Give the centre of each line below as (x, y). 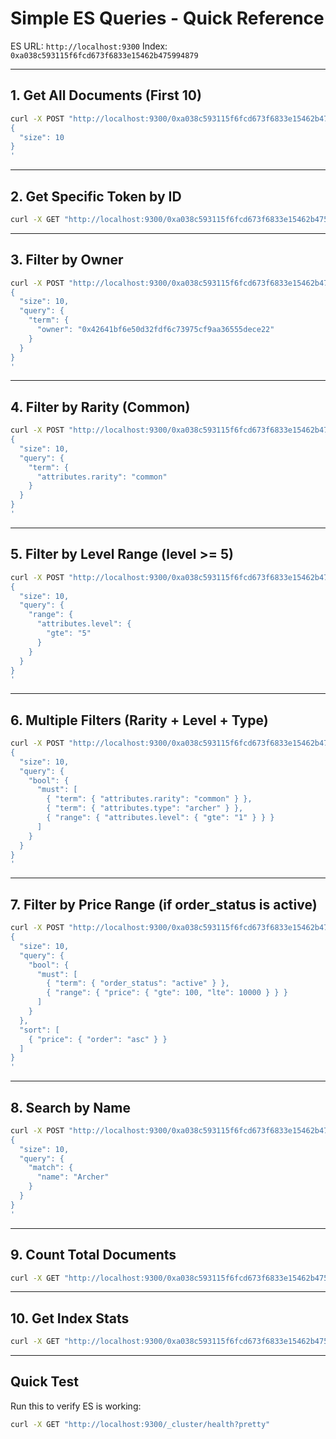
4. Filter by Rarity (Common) (100, 407)
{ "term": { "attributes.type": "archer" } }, (145, 808)
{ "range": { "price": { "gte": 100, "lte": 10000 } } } (167, 993)
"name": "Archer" (73, 1177)
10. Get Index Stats (70, 1318)
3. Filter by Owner (67, 260)
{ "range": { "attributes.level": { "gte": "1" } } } (160, 818)
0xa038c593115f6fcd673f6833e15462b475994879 (104, 55)
